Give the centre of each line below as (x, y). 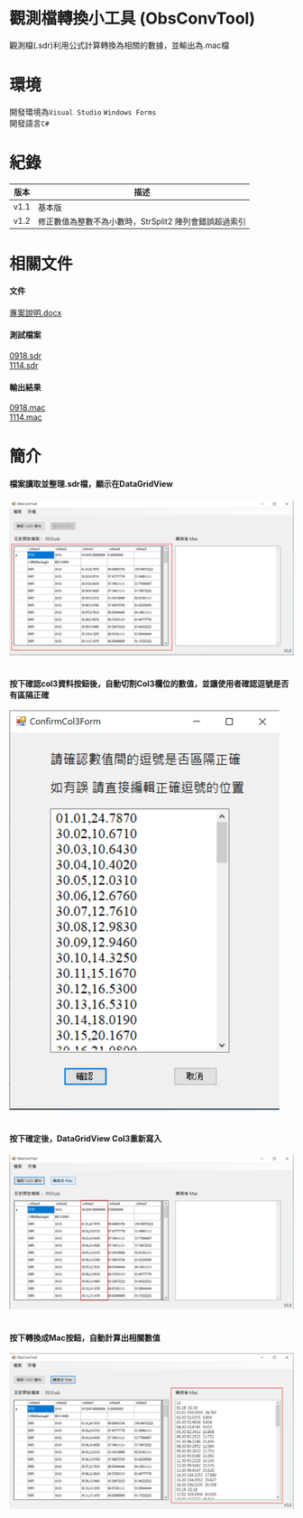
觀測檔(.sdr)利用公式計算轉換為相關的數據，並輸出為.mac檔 (119, 45)
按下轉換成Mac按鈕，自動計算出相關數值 (85, 1337)
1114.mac (26, 417)
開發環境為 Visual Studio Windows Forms (83, 112)
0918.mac (28, 408)
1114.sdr (24, 365)
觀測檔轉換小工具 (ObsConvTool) (132, 19)
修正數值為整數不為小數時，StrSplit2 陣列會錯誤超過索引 (142, 221)
